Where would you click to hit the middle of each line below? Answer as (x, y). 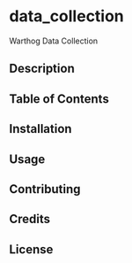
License (31, 249)
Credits (30, 219)
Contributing (45, 189)
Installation (40, 129)
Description (42, 69)
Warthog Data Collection (54, 41)
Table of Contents (59, 99)
